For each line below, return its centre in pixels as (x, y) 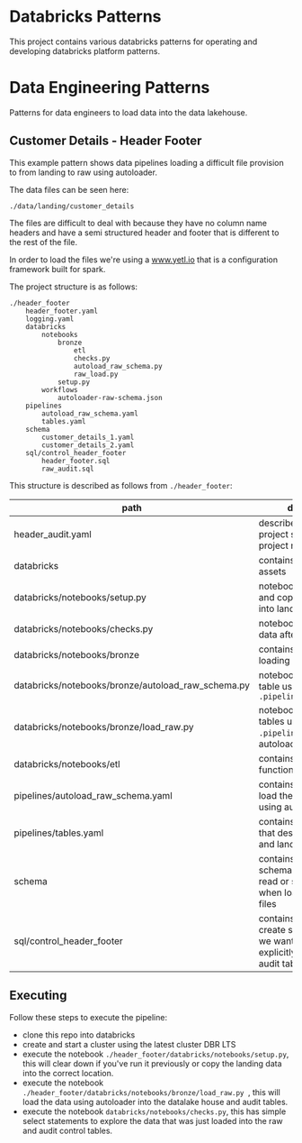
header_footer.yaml (62, 311)
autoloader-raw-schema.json (110, 398)
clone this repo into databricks (79, 1035)
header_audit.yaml (53, 534)
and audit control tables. (67, 1130)
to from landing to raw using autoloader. (83, 172)
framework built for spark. (58, 269)
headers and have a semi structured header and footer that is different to (144, 233)
